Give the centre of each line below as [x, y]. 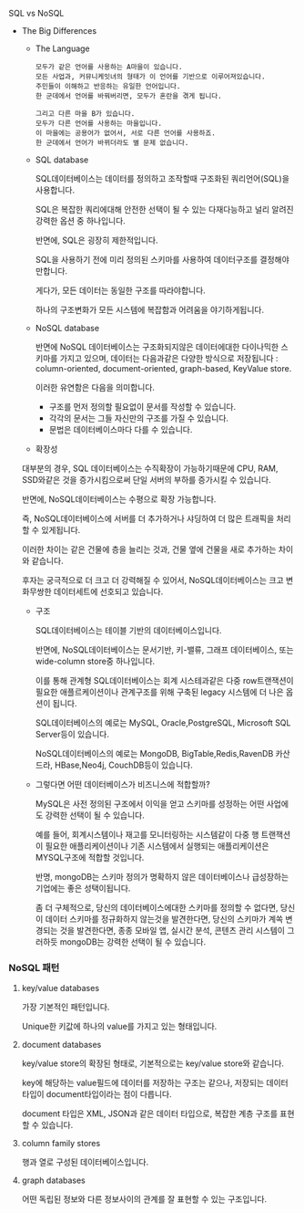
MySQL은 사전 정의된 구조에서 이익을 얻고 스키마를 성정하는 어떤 [150, 804]
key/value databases [61, 988]
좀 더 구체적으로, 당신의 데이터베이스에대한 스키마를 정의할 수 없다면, [157, 908]
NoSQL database [67, 328]
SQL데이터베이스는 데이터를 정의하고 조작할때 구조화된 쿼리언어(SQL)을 [162, 178]
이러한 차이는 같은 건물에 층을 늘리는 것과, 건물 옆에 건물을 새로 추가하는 [149, 549]
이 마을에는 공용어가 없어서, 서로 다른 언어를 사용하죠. [125, 133]
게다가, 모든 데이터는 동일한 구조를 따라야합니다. [120, 290]
